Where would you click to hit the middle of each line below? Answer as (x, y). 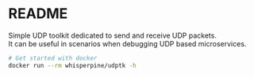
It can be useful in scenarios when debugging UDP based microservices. (127, 43)
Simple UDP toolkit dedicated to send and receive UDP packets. (112, 35)
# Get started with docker (53, 58)
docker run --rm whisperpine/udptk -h (72, 65)
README (38, 14)
